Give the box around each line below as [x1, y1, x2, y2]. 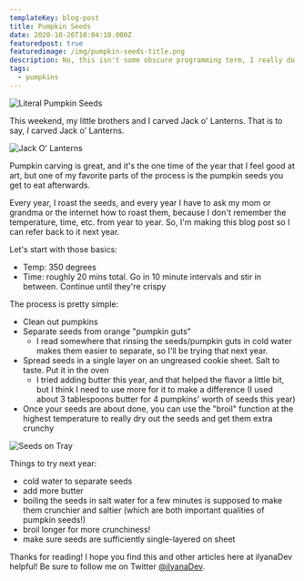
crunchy [22, 423, 55, 433]
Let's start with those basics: [9, 243, 118, 255]
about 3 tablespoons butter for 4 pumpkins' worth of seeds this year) [35, 393, 296, 404]
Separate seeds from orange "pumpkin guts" [22, 325, 191, 337]
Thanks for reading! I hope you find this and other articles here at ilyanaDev [9, 551, 293, 562]
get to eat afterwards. [9, 179, 91, 190]
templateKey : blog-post [9, 13, 100, 23]
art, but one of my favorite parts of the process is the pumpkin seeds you [9, 169, 284, 180]
